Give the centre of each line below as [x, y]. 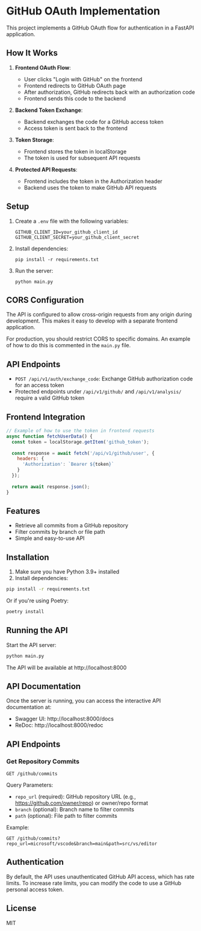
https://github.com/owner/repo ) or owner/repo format [82, 803]
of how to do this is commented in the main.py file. [69, 345]
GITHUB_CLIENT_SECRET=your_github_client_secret [77, 237]
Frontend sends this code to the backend [75, 98]
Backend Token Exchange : [49, 110]
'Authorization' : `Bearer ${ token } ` [68, 465]
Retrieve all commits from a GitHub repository [71, 525]
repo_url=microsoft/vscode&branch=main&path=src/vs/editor [82, 844]
